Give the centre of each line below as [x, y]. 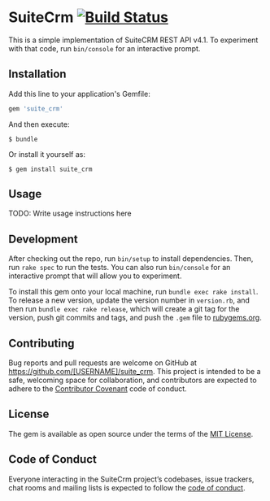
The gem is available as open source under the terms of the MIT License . [131, 433]
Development [44, 239]
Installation [37, 74]
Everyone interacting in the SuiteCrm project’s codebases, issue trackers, [131, 479]
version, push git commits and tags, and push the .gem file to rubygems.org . [135, 318]
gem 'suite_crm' [36, 109]
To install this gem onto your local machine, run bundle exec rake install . [133, 292]
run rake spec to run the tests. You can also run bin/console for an [120, 268]
